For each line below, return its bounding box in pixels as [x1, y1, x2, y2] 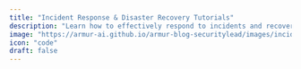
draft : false [9, 47, 58, 56]
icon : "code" [9, 38, 58, 47]
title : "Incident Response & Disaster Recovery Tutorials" [9, 13, 235, 22]
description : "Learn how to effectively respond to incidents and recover [9, 22, 295, 30]
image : [9, 30, 34, 39]
